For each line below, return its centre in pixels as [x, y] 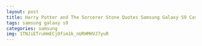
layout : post [23, 12]
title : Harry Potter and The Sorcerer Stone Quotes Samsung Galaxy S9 [96, 17]
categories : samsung [32, 28]
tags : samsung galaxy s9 [37, 23]
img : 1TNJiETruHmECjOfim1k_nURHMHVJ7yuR [58, 34]
